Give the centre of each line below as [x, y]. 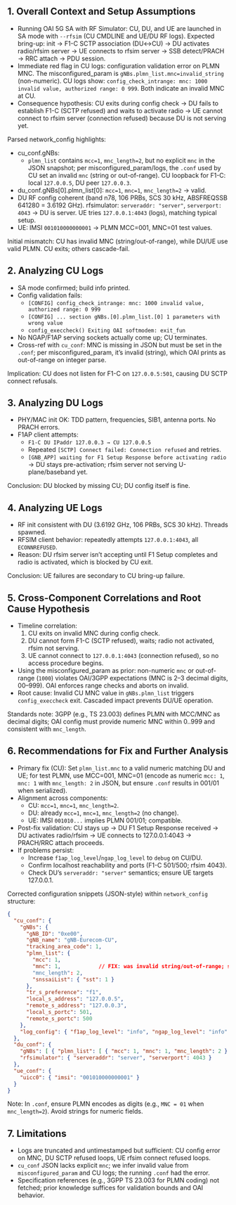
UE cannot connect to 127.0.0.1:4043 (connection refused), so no [123, 656]
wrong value [45, 323]
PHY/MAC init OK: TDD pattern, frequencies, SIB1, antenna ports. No [117, 420]
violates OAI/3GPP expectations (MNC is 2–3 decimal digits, [142, 678]
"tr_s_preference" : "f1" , [64, 993]
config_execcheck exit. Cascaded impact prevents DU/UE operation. [115, 701]
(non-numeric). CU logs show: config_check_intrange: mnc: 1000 [112, 81]
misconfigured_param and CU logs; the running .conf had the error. [114, 1173]
